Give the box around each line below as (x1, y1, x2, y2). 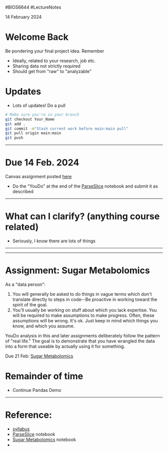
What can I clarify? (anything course (5, 211, 160, 222)
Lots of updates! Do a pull (12, 102, 66, 108)
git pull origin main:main (5, 131, 61, 136)
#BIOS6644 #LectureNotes (5, 5, 61, 10)
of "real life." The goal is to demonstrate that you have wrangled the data (5, 338, 155, 344)
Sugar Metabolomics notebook (12, 436, 76, 442)
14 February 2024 (5, 14, 42, 20)
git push (5, 135, 23, 141)
